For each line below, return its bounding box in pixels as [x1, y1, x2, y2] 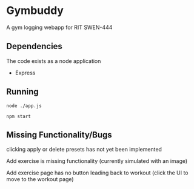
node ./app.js [6, 102, 42, 109]
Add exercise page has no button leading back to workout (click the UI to [6, 169, 189, 176]
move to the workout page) [6, 176, 74, 183]
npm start [6, 113, 32, 119]
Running [6, 87, 39, 97]
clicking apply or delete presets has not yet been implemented [6, 146, 162, 153]
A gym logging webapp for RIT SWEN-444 [6, 24, 113, 31]
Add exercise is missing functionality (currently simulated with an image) [6, 157, 188, 165]
